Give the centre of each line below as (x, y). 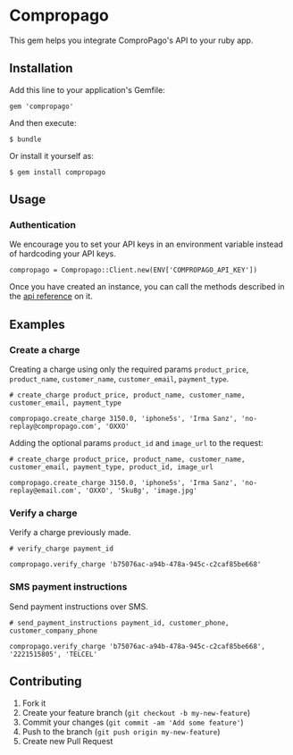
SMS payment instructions (68, 587)
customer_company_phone (54, 631)
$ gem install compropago (57, 172)
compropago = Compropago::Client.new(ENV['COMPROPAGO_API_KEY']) (133, 270)
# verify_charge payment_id (62, 549)
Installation (41, 68)
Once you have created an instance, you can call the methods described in (147, 287)
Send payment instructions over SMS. (79, 606)
